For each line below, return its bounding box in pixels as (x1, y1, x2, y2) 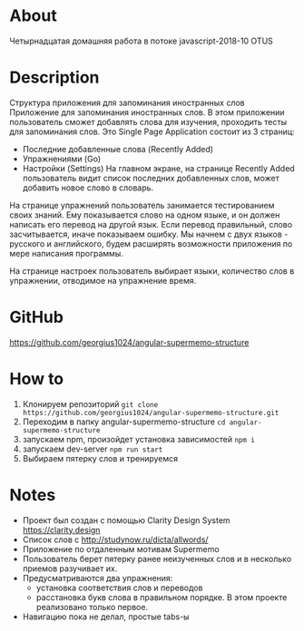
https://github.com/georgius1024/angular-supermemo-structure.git (22, 408, 279, 417)
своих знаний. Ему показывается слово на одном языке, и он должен (9, 209, 280, 220)
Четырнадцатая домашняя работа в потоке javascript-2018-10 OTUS (9, 35, 274, 46)
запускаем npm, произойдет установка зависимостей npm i (22, 433, 256, 444)
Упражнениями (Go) (22, 153, 102, 164)
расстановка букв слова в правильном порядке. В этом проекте (35, 591, 288, 603)
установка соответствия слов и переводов (35, 582, 203, 593)
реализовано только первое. (35, 601, 148, 612)
